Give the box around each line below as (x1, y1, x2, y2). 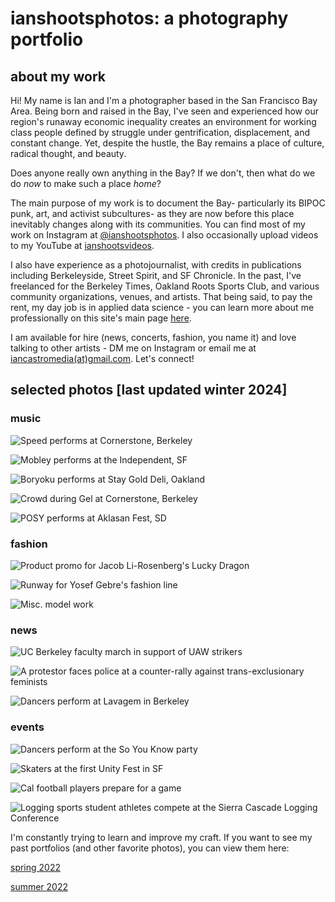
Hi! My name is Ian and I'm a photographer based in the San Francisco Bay (10, 95, 318, 106)
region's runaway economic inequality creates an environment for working (10, 116, 317, 127)
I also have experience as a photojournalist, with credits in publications (10, 259, 302, 271)
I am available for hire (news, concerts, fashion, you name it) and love (10, 332, 297, 343)
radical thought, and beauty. (10, 148, 127, 159)
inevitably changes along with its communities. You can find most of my (10, 218, 306, 230)
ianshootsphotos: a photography (10, 7, 289, 30)
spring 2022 (10, 861, 62, 873)
